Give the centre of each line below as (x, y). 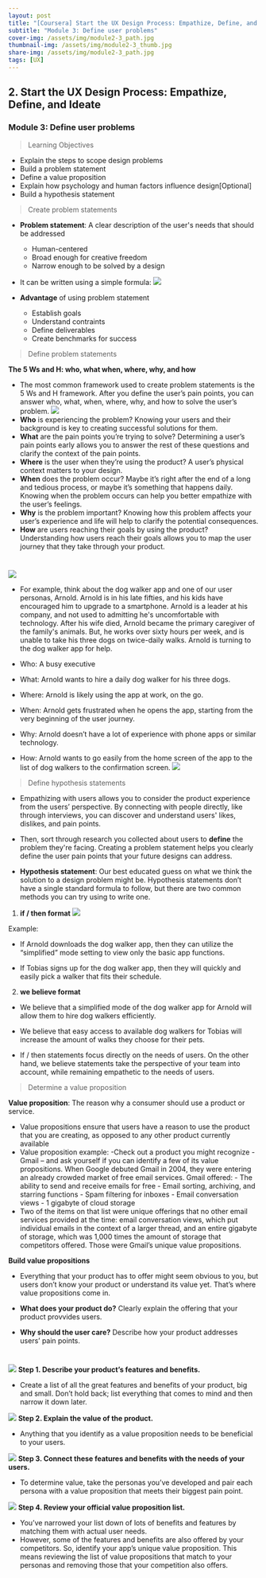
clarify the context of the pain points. (80, 453)
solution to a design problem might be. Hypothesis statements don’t (131, 880)
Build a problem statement (63, 169)
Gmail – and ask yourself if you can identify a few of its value (119, 1160)
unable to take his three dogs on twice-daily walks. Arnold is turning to (135, 640)
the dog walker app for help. (66, 648)
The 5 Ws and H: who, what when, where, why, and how (102, 369)
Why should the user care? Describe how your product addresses (129, 1332)
